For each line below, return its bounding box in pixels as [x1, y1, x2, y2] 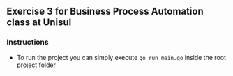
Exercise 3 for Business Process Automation [6, 6, 204, 17]
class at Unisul [6, 17, 72, 29]
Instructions [6, 38, 50, 47]
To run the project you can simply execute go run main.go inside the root [16, 53, 226, 61]
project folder [16, 61, 57, 69]
